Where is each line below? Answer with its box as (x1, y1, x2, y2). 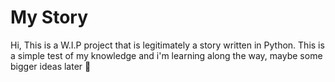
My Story (10, 6, 89, 29)
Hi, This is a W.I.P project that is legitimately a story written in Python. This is (10, 39, 325, 51)
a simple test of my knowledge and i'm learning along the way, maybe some (10, 49, 323, 61)
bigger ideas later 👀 (10, 60, 92, 72)
